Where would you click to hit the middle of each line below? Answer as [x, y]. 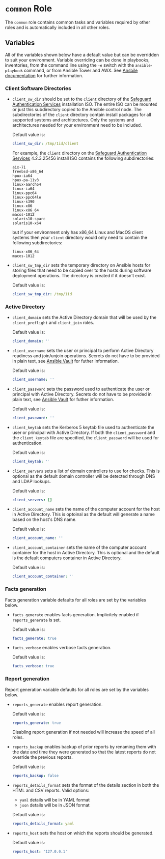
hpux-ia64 [22, 176]
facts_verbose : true [33, 666]
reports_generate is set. [37, 620]
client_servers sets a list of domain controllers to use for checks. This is [86, 471]
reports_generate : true [37, 723]
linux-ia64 [23, 189]
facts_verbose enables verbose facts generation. [62, 648]
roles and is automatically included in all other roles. [58, 27]
